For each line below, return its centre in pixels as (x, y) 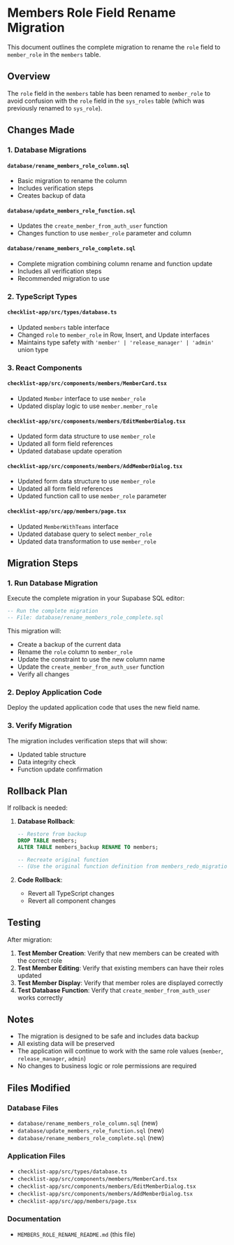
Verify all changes (43, 674)
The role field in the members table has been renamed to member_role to (109, 93)
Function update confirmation (60, 769)
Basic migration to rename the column (72, 181)
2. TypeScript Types (42, 296)
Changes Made (41, 130)
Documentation (34, 1219)
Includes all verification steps (59, 271)
